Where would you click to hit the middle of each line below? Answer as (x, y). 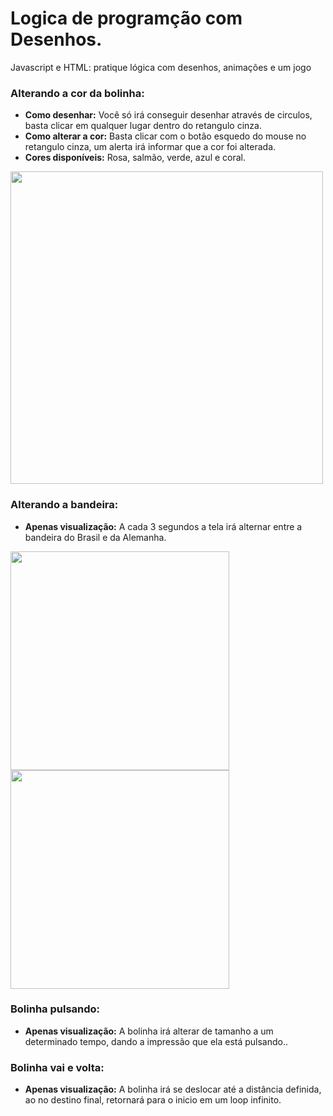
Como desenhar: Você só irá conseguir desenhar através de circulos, (168, 115)
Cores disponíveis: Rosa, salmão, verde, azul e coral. (135, 158)
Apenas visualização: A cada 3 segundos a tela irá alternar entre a (163, 526)
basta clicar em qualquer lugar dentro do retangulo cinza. (143, 126)
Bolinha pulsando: (55, 1009)
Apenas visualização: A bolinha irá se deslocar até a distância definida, (173, 1089)
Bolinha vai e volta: (57, 1067)
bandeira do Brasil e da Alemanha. (95, 537)
